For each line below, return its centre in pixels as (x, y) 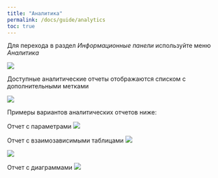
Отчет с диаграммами (40, 168)
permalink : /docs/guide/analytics (57, 20)
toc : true (21, 26)
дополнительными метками (48, 86)
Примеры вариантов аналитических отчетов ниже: (82, 112)
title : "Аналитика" (35, 13)
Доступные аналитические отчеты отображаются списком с (97, 79)
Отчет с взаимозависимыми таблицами (65, 140)
